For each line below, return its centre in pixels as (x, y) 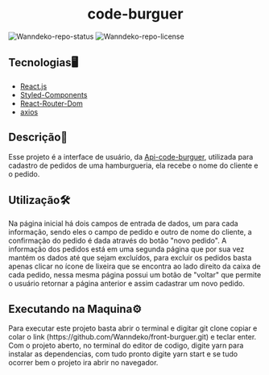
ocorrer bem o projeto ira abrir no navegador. (83, 363)
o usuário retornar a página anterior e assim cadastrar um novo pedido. (127, 284)
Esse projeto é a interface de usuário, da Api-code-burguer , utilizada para (131, 156)
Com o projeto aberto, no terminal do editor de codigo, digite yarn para (126, 346)
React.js (33, 86)
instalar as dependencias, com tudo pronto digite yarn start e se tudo (123, 354)
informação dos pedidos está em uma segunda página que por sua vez (126, 249)
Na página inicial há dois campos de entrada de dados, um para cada (124, 223)
